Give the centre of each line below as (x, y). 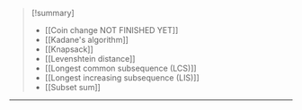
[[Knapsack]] (69, 49)
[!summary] (53, 13)
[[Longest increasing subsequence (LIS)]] (122, 78)
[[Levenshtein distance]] (90, 59)
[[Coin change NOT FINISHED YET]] (111, 30)
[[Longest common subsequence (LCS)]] (120, 68)
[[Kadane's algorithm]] (86, 40)
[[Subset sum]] (72, 87)
